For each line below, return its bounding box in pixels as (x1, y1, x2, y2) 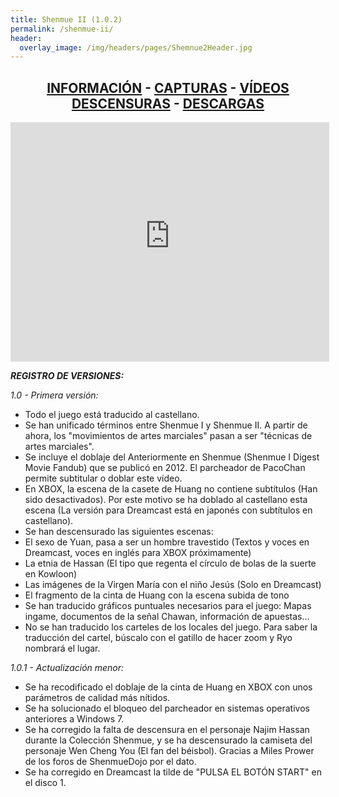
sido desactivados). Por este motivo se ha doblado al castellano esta (24, 494, 308, 506)
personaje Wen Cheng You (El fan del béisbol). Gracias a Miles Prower (24, 745, 315, 757)
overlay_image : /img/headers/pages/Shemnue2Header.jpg (19, 42, 253, 53)
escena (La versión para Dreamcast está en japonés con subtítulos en (24, 504, 313, 516)
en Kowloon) (24, 568, 78, 580)
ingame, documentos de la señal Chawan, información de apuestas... (24, 611, 310, 623)
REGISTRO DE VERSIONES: (10, 370, 125, 382)
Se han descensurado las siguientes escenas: (24, 526, 214, 538)
